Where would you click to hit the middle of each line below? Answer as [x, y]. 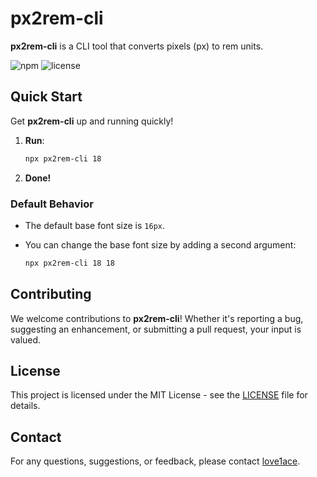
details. [25, 406]
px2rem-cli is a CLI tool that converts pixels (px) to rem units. [137, 46]
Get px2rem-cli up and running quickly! [92, 121]
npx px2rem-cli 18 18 [69, 263]
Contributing [51, 294]
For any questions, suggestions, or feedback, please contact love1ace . [155, 461]
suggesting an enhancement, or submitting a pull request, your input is [156, 329]
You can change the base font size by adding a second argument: [160, 244]
